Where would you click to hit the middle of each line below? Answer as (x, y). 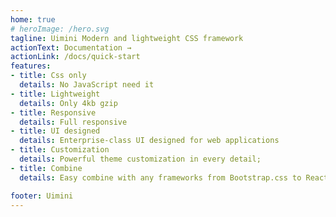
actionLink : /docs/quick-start (75, 57)
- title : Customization (60, 150)
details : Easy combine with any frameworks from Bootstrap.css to (160, 177)
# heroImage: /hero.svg (60, 29)
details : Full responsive (73, 122)
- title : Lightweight (55, 94)
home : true (33, 19)
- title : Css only (48, 76)
